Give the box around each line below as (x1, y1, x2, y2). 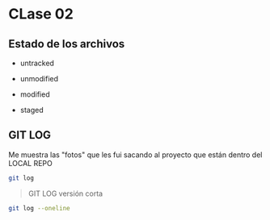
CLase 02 (8, 5, 74, 23)
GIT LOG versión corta (27, 189, 103, 198)
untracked (19, 58, 55, 68)
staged (19, 106, 44, 114)
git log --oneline (8, 204, 70, 212)
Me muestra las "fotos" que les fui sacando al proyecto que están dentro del (8, 150, 263, 160)
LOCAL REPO (8, 158, 53, 168)
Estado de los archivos (8, 37, 125, 51)
